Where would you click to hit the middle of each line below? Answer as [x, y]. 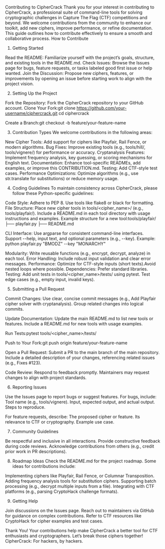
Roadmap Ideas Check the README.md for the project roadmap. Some [84, 461]
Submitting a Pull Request [38, 289]
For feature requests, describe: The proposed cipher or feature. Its [73, 417]
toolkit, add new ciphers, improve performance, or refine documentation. [79, 28]
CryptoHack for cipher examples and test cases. [54, 521]
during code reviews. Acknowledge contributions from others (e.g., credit [80, 446]
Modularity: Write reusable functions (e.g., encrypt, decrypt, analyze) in [78, 253]
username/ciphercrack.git [31, 113]
